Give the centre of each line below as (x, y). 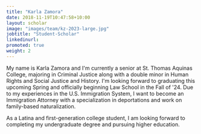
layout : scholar (27, 23)
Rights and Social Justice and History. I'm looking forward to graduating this (101, 81)
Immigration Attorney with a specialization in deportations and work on (94, 100)
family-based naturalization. (41, 106)
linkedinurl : (23, 40)
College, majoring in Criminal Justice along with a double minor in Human (97, 74)
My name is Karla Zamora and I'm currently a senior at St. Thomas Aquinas (100, 68)
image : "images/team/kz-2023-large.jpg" (58, 29)
